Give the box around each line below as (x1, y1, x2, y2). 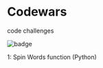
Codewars (7, 4, 67, 20)
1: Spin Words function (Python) (7, 52, 98, 61)
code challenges (7, 27, 54, 35)
